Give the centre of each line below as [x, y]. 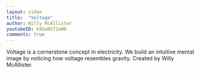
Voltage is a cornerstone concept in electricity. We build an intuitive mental [100, 52]
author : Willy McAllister [39, 23]
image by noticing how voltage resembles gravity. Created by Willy [90, 58]
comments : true [26, 35]
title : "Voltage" [30, 18]
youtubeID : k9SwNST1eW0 [37, 29]
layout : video [24, 12]
